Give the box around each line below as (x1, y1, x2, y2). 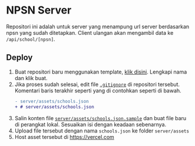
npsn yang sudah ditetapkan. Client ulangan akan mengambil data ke (6, 29, 174, 36)
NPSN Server (6, 4, 72, 17)
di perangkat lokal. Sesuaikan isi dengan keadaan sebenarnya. (14, 121, 167, 128)
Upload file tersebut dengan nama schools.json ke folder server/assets (14, 127, 190, 134)
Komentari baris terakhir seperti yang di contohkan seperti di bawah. (14, 87, 181, 94)
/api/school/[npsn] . (6, 35, 55, 42)
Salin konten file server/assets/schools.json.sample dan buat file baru (14, 114, 187, 121)
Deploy (6, 52, 33, 62)
